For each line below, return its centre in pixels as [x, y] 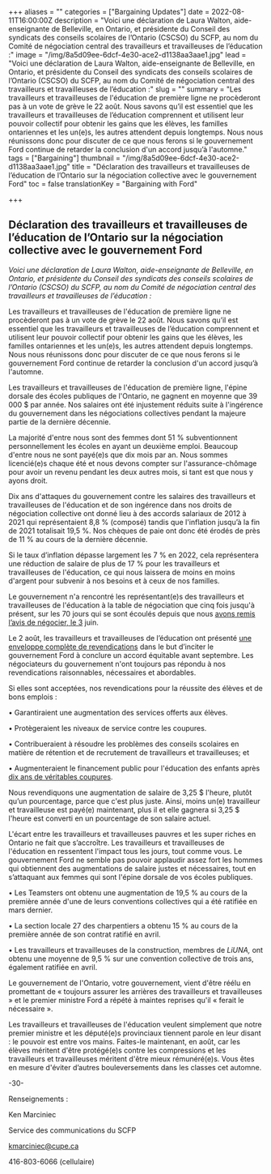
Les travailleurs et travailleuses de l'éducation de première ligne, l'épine [128, 387]
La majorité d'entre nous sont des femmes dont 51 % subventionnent [123, 438]
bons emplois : [33, 697]
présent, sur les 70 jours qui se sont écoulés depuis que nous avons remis [132, 613]
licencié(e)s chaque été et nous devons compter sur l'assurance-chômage [133, 463]
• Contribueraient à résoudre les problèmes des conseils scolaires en [124, 744]
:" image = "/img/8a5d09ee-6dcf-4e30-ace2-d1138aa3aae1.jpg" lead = [127, 55]
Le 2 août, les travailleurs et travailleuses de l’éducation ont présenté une [130, 638]
